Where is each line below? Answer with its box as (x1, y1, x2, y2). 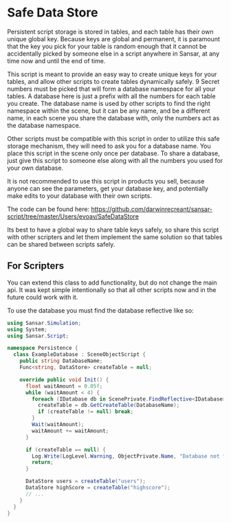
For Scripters (7, 260, 65, 272)
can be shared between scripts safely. (7, 240, 115, 248)
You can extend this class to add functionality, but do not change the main (7, 278, 218, 287)
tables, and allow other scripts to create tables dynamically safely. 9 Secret (7, 77, 220, 85)
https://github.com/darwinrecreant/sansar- (91, 205, 213, 213)
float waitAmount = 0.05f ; (25, 383, 103, 390)
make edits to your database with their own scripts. (7, 191, 153, 200)
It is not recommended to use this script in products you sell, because (7, 177, 205, 185)
